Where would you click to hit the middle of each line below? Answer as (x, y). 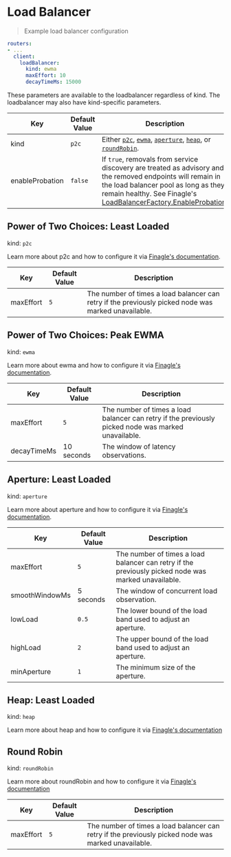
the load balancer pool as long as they (163, 185)
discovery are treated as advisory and (163, 168)
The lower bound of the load (162, 610)
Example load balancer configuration (76, 31)
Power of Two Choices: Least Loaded (88, 226)
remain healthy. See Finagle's (150, 194)
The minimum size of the (156, 667)
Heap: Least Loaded (51, 700)
